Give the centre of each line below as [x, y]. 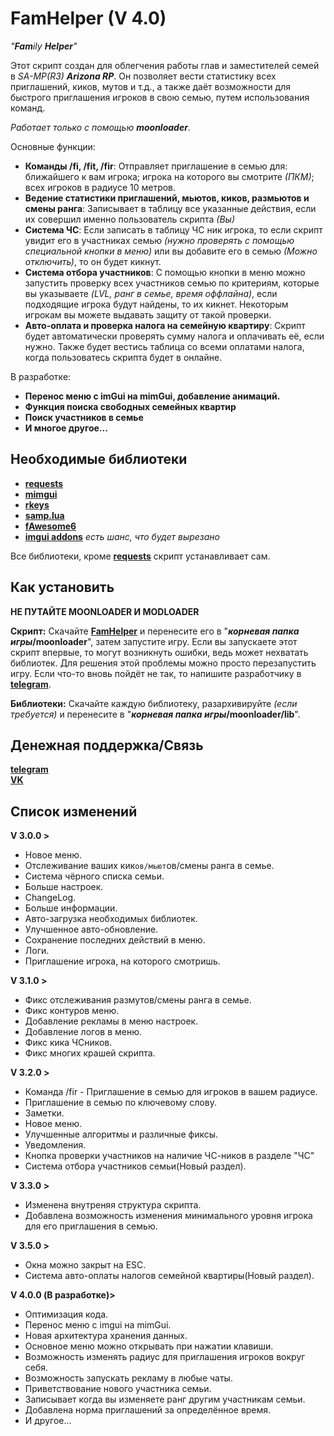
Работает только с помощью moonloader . [100, 127]
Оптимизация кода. [66, 1314]
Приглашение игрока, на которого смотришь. [122, 961]
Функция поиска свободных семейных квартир [130, 406]
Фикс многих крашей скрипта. [90, 1053]
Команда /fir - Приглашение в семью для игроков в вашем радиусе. [171, 1092]
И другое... [48, 1421]
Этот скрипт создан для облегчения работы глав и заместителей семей [165, 65]
